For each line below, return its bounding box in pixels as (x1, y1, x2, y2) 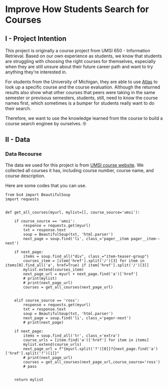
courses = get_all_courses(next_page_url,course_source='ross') (23, 359, 160, 364)
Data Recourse (5, 150, 42, 158)
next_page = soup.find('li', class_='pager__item (23, 236, 129, 241)
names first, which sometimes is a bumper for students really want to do (5, 100, 154, 106)
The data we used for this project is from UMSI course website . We (5, 162, 144, 168)
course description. (5, 173, 46, 179)
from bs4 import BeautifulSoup (5, 192, 71, 197)
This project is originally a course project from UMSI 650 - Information (5, 48, 150, 53)
